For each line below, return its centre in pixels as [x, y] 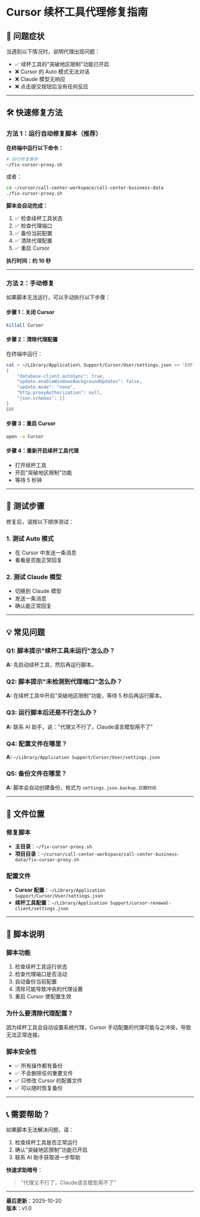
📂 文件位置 [25, 814]
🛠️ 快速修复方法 [35, 113]
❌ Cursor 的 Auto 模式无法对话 [52, 71]
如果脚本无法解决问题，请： [40, 1130]
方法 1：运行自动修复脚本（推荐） [54, 133]
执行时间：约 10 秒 [29, 261]
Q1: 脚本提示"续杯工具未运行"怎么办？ [61, 650]
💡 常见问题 [26, 632]
